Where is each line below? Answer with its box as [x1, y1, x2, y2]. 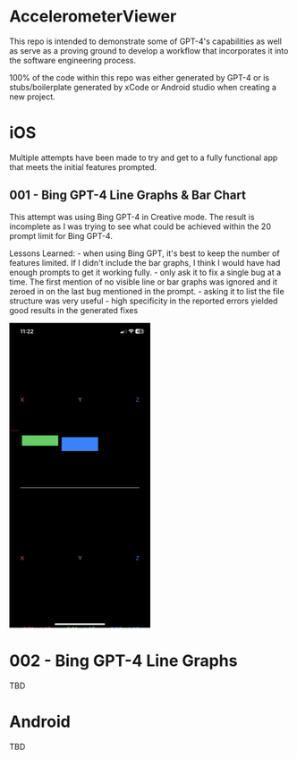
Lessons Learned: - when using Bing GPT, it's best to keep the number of [9, 248, 280, 259]
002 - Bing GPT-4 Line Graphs [9, 651, 238, 671]
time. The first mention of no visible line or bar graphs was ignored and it [9, 276, 278, 287]
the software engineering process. [9, 55, 137, 65]
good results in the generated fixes [9, 304, 139, 315]
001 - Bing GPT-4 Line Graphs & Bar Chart [9, 188, 246, 203]
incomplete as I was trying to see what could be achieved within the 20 [9, 221, 271, 232]
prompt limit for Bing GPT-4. [9, 230, 114, 241]
